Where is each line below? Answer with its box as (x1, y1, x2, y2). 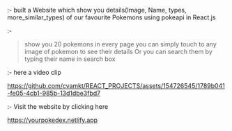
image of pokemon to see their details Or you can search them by (24, 48, 212, 55)
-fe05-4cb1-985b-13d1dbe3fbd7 (7, 89, 101, 97)
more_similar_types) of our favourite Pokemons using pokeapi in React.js (7, 13, 216, 21)
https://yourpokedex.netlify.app (7, 116, 98, 124)
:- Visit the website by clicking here (7, 103, 109, 110)
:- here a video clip (7, 69, 61, 76)
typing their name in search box (24, 55, 116, 63)
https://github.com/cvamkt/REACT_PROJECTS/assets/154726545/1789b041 (7, 82, 225, 89)
